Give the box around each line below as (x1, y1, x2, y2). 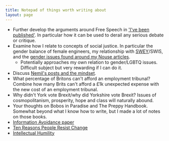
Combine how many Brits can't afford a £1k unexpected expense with (12, 80, 159, 87)
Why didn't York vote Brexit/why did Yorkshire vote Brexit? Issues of (12, 92, 157, 98)
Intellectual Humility (12, 130, 55, 136)
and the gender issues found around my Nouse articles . (12, 53, 131, 59)
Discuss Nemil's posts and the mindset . (12, 70, 96, 76)
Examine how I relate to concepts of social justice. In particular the (12, 43, 153, 49)
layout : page (5, 12, 33, 17)
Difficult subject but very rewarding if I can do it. (20, 65, 122, 71)
